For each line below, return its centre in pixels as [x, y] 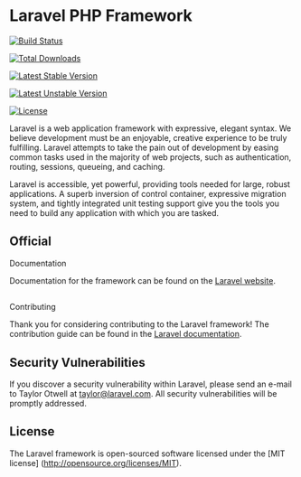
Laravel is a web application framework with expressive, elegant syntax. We [150, 128]
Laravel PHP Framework [101, 16]
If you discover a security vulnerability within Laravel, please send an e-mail [150, 384]
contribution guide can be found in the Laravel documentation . [126, 334]
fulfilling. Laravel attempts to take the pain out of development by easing [144, 147]
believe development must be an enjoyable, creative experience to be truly [148, 137]
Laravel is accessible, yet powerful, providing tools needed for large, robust [150, 184]
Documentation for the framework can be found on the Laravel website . [142, 280]
